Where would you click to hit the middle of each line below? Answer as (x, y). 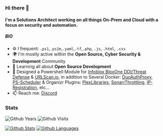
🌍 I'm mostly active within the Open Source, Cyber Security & (77, 54)
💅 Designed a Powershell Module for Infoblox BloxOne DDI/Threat (79, 72)
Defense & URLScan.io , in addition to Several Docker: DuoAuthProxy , (82, 77)
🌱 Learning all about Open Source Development (62, 67)
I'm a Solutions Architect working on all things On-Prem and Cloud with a (82, 20)
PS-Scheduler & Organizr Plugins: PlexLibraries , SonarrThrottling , (79, 82)
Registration (25, 88)
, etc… (43, 88)
